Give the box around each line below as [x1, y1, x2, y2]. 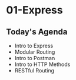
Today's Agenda [6, 27, 68, 37]
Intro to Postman [14, 55, 55, 61]
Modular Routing [14, 48, 55, 55]
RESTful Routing [14, 67, 55, 74]
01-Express [6, 4, 63, 17]
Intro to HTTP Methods [14, 61, 71, 68]
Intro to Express [14, 42, 54, 49]
